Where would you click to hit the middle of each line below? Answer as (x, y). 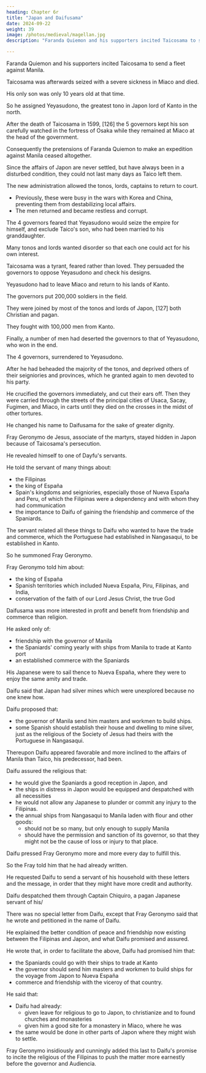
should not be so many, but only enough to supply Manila (97, 828)
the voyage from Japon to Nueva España (67, 976)
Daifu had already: (39, 1006)
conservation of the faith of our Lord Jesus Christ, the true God (95, 598)
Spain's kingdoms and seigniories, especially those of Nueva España (102, 492)
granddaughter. (26, 236)
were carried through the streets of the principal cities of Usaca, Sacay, (97, 400)
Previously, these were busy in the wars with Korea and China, (94, 198)
